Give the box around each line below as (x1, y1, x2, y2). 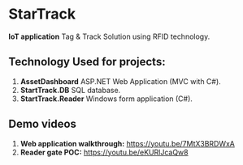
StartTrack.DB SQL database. (20, 85, 121, 95)
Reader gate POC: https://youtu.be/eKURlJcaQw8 (20, 147, 189, 157)
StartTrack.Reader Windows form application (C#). (20, 94, 193, 104)
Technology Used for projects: (8, 55, 166, 69)
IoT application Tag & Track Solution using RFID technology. (8, 32, 210, 41)
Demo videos (8, 117, 77, 131)
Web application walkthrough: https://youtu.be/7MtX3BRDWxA (20, 138, 236, 148)
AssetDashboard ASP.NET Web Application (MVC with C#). (20, 76, 221, 86)
